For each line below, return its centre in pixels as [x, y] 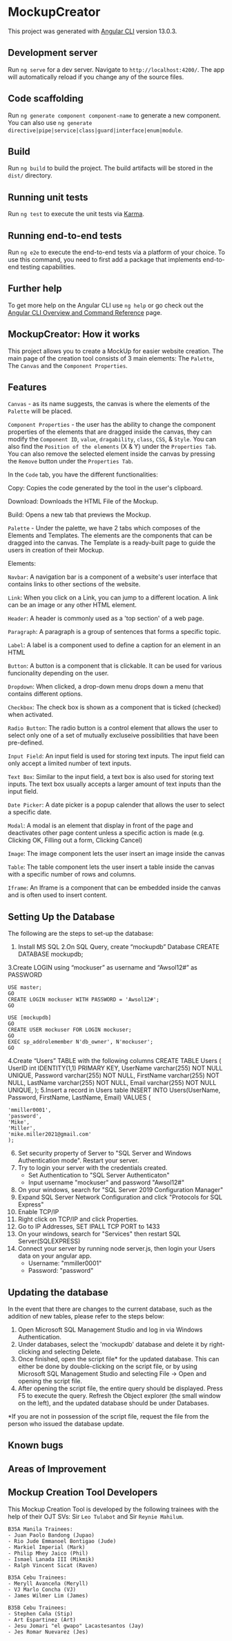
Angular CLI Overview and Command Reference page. [85, 312]
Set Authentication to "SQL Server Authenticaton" [99, 1175]
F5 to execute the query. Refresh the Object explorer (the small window [119, 1396]
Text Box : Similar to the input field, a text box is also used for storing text [111, 777]
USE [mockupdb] [30, 1018]
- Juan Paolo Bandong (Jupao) [51, 1535]
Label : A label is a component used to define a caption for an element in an [114, 645]
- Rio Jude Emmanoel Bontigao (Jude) [62, 1541]
